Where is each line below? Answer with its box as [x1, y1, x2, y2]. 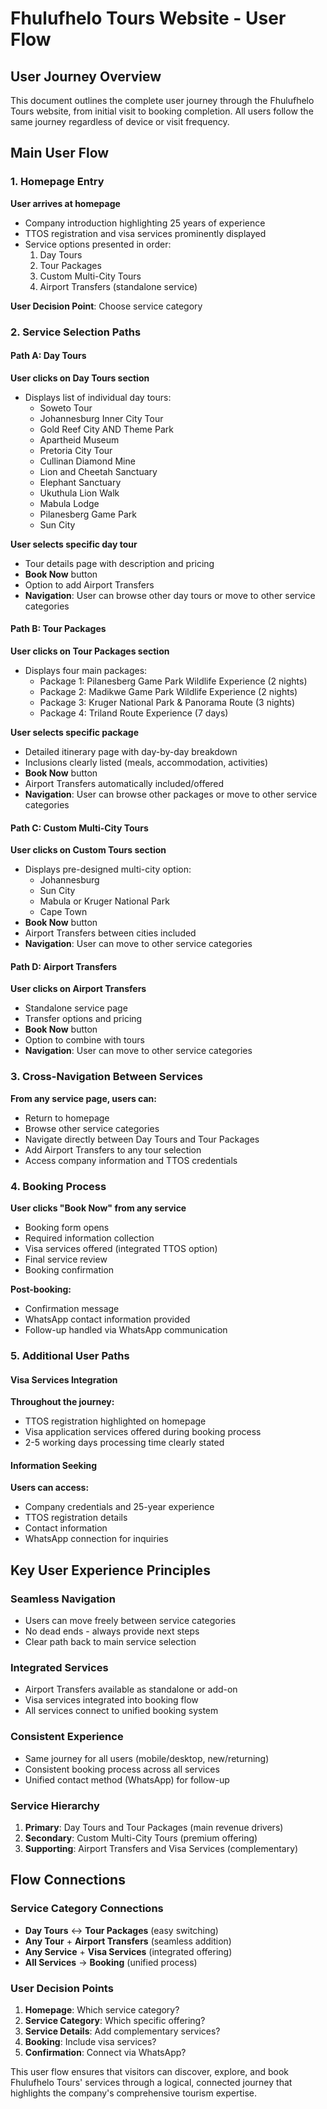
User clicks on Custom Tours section [10, 844, 167, 856]
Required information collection [24, 1232, 155, 1244]
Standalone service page [24, 1002, 128, 1014]
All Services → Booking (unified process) [24, 1956, 198, 1968]
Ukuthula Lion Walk [39, 487, 120, 499]
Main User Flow [10, 145, 110, 162]
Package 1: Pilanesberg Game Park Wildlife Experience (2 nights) [39, 675, 308, 687]
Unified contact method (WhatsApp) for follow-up [24, 1773, 230, 1786]
